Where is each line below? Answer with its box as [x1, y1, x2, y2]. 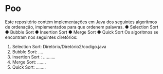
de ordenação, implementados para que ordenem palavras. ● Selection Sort [5, 24, 159, 30]
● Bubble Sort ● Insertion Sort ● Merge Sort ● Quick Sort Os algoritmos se [5, 29, 159, 35]
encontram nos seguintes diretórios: [5, 34, 78, 40]
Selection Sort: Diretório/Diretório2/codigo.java [12, 44, 107, 49]
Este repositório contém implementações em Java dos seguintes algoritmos [5, 19, 157, 25]
